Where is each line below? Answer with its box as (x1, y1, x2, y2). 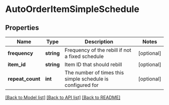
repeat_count (8, 75, 41, 82)
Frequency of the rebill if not (64, 46, 132, 53)
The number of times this (64, 69, 124, 76)
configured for (64, 81, 99, 88)
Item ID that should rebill (64, 61, 122, 68)
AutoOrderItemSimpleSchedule (5, 3, 140, 15)
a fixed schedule (64, 53, 104, 59)
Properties (5, 23, 39, 32)
